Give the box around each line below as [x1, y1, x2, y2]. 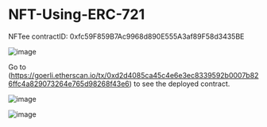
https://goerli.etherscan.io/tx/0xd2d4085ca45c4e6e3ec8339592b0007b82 [10, 70, 259, 80]
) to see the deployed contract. [129, 79, 230, 88]
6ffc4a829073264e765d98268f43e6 [8, 79, 130, 88]
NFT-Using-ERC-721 [8, 6, 145, 24]
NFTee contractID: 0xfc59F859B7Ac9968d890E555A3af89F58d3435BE [8, 32, 245, 41]
